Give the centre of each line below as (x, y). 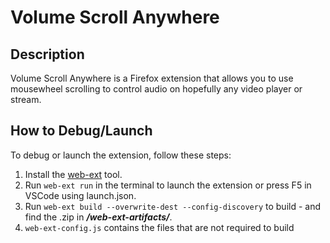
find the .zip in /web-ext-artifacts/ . (98, 217)
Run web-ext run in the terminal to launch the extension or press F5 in (168, 185)
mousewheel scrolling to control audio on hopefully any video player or (156, 89)
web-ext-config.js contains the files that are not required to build (159, 227)
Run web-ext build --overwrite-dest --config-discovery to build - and (173, 206)
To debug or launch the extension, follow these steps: (121, 155)
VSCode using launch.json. (80, 195)
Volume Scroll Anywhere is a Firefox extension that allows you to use (152, 78)
